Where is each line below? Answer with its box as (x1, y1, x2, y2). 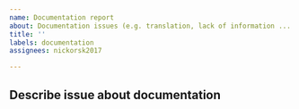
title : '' (9, 29, 47, 38)
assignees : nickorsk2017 (9, 46, 102, 55)
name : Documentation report (9, 13, 115, 22)
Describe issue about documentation (9, 87, 222, 103)
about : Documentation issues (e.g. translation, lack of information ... (9, 21, 292, 30)
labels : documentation (9, 38, 94, 47)
